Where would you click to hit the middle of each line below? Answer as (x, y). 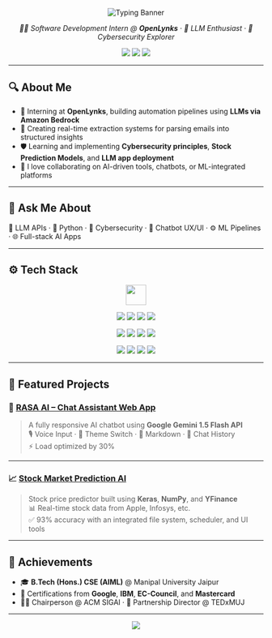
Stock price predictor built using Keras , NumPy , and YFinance (133, 499)
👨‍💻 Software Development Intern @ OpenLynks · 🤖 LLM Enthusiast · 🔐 (136, 28)
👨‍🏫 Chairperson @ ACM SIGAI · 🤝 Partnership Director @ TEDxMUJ (132, 602)
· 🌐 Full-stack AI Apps (45, 236)
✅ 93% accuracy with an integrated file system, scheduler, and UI (138, 520)
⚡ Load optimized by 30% (71, 447)
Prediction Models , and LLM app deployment (97, 157)
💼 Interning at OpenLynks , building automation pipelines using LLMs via (140, 111)
